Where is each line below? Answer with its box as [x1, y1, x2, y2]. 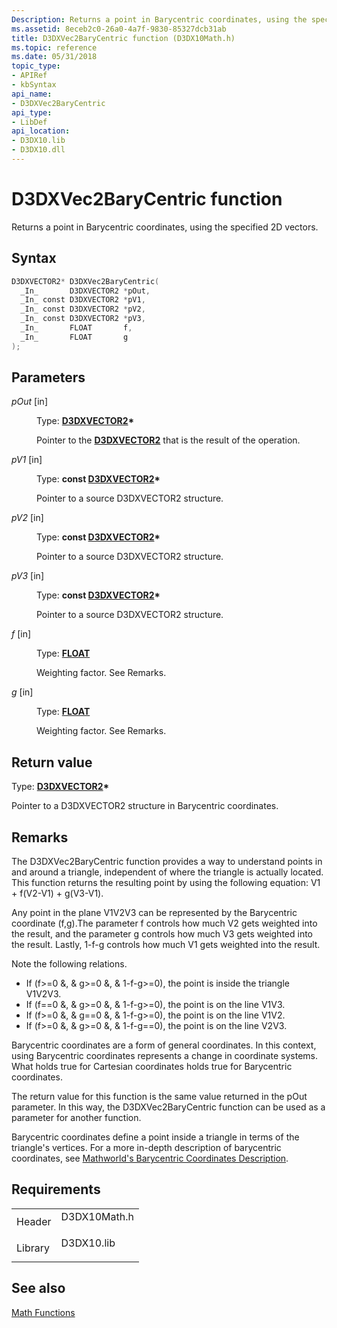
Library [16, 1241, 50, 1255]
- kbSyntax [11, 80, 57, 90]
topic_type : [11, 61, 61, 71]
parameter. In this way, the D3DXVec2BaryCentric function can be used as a [11, 1101, 326, 1113]
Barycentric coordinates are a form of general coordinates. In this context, [11, 1039, 317, 1051]
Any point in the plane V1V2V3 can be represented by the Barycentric [11, 907, 298, 919]
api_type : [11, 107, 53, 118]
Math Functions [11, 1306, 76, 1318]
